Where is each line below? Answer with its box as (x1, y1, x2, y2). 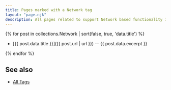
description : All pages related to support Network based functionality (5, 17, 163, 22)
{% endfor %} (5, 50, 35, 56)
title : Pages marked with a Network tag (5, 7, 93, 13)
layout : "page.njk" (5, 12, 47, 17)
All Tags (12, 79, 30, 85)
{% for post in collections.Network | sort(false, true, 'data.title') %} (5, 31, 145, 37)
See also (5, 65, 33, 74)
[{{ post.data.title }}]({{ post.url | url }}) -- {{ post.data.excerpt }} (12, 41, 148, 47)
